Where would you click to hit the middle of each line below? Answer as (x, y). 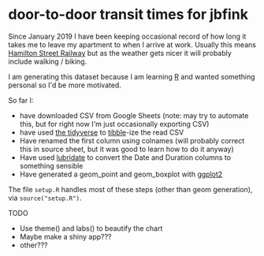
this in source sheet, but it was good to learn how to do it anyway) (126, 149)
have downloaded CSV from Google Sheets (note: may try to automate (134, 115)
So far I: (21, 100)
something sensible (51, 165)
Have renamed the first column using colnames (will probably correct (132, 140)
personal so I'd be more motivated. (65, 85)
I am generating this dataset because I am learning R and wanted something (132, 76)
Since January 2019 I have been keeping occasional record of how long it (127, 36)
